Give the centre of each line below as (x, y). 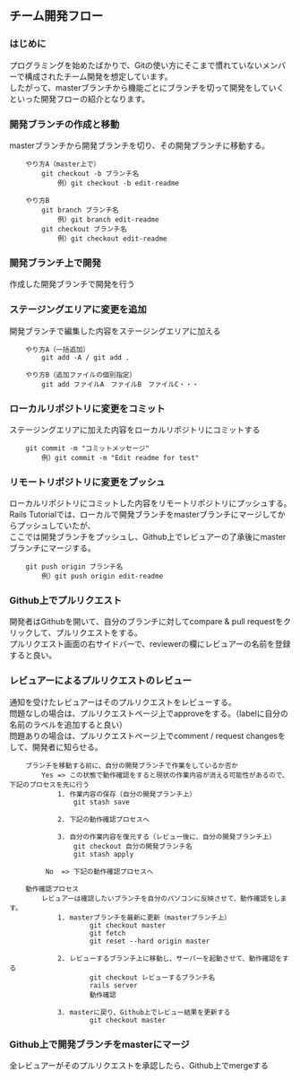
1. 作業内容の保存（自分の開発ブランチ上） (127, 794)
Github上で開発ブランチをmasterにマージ (99, 1044)
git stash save (101, 802)
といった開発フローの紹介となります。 (80, 99)
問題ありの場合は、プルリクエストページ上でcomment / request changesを (148, 736)
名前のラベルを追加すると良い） (68, 724)
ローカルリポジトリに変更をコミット (87, 408)
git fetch (107, 933)
